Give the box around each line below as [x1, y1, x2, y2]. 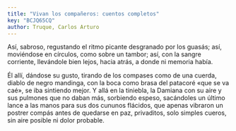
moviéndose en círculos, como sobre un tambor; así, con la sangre [7, 50, 201, 58]
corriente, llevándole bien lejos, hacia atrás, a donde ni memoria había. [7, 58, 213, 66]
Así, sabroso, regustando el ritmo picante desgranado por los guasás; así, [7, 43, 223, 51]
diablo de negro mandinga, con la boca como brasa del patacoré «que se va [7, 79, 230, 87]
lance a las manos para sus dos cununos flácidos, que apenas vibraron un [7, 101, 224, 110]
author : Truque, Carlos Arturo [7, 23, 100, 30]
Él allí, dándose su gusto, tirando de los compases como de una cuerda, [7, 71, 217, 80]
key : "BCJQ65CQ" [7, 17, 55, 24]
